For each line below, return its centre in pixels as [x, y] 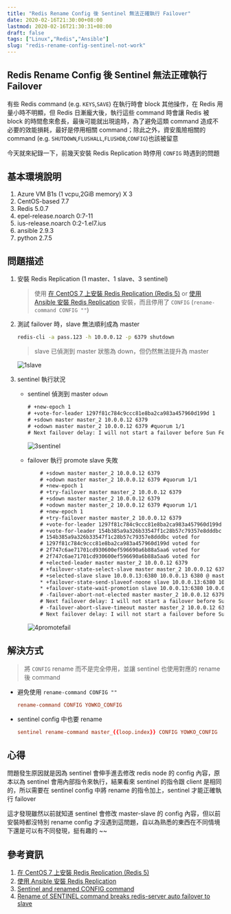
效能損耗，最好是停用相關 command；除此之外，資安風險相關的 [115, 130]
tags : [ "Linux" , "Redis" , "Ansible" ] [58, 39]
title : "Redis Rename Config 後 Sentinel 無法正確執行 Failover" [99, 13]
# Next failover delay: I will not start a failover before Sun [121, 433]
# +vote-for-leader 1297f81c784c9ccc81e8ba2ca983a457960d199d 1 [121, 414]
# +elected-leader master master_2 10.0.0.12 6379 [114, 562]
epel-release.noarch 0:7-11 [55, 216]
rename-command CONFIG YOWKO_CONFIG [69, 705]
